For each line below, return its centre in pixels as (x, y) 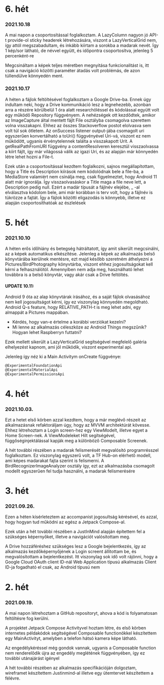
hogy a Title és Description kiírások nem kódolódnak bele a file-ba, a (74, 171)
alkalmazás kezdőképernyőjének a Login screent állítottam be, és (71, 551)
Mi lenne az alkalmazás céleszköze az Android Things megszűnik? (79, 327)
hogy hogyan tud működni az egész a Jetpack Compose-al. (65, 522)
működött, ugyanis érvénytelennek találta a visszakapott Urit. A (69, 141)
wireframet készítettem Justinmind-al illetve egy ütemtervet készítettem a (79, 673)
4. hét (17, 394)
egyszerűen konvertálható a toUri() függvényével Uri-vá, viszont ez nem (78, 136)
